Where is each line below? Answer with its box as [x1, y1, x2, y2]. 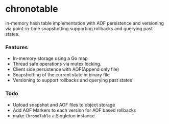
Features [5, 44, 28, 51]
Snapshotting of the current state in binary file [12, 72, 110, 78]
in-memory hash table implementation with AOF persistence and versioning [5, 20, 164, 26]
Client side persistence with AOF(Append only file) [12, 66, 119, 72]
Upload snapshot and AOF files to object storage [12, 101, 115, 108]
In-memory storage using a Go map [12, 55, 88, 61]
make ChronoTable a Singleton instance [12, 112, 95, 118]
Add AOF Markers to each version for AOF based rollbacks [12, 107, 136, 113]
